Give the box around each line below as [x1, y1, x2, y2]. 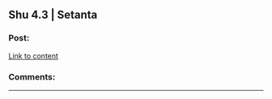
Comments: [8, 71, 56, 82]
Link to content [8, 50, 59, 61]
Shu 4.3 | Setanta [8, 8, 98, 22]
